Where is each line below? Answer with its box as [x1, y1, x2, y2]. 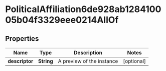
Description [73, 49, 103, 56]
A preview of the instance [58, 58, 118, 64]
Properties [5, 34, 39, 43]
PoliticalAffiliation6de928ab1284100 [5, 4, 161, 15]
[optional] [122, 58, 146, 64]
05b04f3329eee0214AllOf [5, 14, 119, 26]
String [38, 58, 54, 64]
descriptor [8, 58, 34, 64]
